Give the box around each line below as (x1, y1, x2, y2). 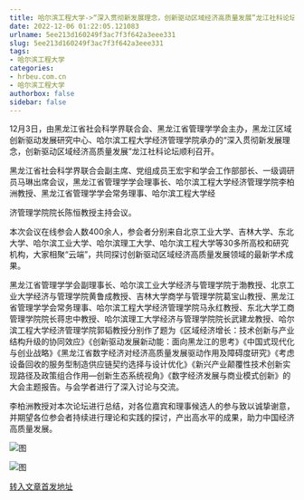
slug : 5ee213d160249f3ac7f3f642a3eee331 (9, 38, 165, 48)
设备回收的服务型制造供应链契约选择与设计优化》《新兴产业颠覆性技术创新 (9, 359, 283, 370)
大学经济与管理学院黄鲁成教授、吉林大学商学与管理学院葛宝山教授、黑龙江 (16, 291, 295, 302)
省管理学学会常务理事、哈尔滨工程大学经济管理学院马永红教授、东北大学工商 (9, 303, 295, 313)
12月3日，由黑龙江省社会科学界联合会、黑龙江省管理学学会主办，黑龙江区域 (9, 123, 292, 134)
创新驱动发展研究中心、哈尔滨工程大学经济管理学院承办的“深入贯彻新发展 (9, 135, 283, 146)
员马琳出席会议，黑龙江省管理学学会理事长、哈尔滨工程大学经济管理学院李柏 (9, 177, 295, 187)
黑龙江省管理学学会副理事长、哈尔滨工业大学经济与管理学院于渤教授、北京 (9, 280, 287, 291)
